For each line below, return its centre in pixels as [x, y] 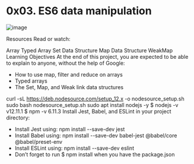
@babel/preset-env [39, 141]
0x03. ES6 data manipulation [79, 11]
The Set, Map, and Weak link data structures [69, 87]
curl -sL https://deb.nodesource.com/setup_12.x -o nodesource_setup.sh [96, 99]
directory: [18, 118]
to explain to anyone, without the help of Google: [66, 63]
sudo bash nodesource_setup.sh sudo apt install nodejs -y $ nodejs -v [92, 105]
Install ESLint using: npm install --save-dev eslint [74, 148]
